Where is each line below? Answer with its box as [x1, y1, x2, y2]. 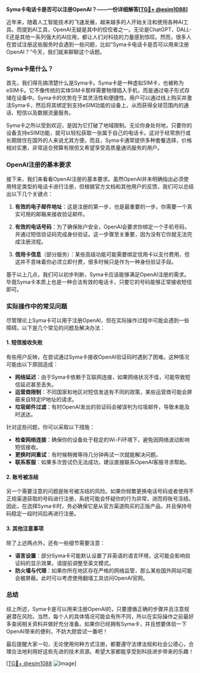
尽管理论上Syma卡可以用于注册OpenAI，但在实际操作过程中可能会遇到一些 [6, 316, 190, 324]
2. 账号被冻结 [6, 473, 39, 480]
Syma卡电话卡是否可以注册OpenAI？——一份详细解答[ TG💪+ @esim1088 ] [6, 6, 188, 13]
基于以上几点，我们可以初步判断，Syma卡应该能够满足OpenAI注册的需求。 [6, 271, 190, 278]
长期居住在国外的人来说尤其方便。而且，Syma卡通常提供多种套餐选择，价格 [6, 137, 192, 144]
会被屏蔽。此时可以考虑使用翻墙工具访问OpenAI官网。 [14, 574, 148, 581]
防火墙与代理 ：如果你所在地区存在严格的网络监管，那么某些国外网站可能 [14, 567, 192, 574]
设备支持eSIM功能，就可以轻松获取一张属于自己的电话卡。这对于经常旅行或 [6, 129, 191, 137]
